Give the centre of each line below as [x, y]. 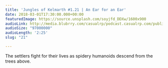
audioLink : [16, 24]
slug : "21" [16, 38]
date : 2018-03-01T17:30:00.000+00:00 [44, 14]
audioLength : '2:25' [27, 33]
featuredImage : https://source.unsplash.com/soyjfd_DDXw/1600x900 [76, 19]
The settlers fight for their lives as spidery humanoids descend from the [79, 56]
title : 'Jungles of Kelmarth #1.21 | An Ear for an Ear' [66, 10]
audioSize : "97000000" [29, 28]
